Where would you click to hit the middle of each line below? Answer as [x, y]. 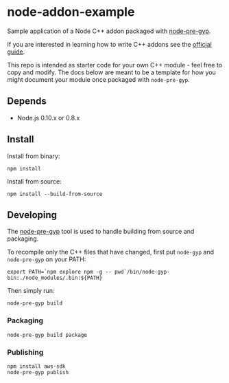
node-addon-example [71, 12]
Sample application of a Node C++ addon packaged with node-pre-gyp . [109, 31]
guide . [16, 52]
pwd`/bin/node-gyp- [142, 272]
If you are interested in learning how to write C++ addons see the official [110, 44]
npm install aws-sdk [37, 366]
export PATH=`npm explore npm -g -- [59, 272]
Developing [32, 215]
